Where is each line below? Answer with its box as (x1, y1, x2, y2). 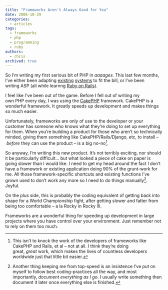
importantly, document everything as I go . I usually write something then (12, 273, 162, 280)
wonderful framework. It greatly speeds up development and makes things (5, 103, 159, 109)
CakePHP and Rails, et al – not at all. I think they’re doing (12, 243, 129, 249)
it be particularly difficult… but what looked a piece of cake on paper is (5, 155, 151, 161)
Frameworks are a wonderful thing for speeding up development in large (5, 212, 154, 218)
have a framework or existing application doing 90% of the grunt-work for (5, 165, 157, 171)
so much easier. (5, 108, 38, 114)
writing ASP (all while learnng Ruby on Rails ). (5, 83, 98, 89)
